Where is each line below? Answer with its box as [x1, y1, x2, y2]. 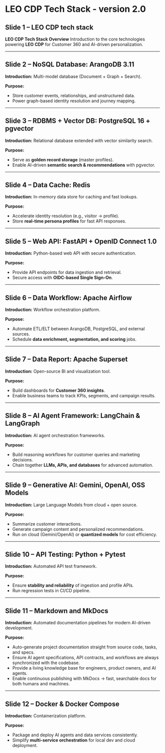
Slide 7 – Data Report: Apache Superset [5, 355, 128, 364]
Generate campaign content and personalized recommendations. [12, 526, 144, 532]
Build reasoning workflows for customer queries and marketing [12, 452, 140, 457]
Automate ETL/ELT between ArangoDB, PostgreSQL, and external [12, 326, 145, 332]
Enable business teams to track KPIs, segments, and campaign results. [12, 392, 156, 398]
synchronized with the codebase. [12, 660, 80, 666]
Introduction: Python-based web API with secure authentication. [5, 250, 137, 256]
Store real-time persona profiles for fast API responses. [12, 218, 127, 224]
